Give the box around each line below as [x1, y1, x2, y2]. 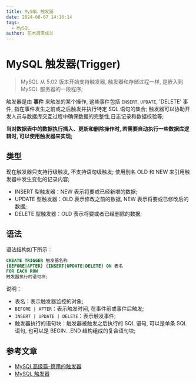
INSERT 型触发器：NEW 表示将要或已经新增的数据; [14, 188, 138, 195]
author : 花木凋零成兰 [6, 31, 54, 36]
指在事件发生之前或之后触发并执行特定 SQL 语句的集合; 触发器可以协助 [14, 105, 185, 112]
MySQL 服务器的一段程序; [20, 86, 84, 93]
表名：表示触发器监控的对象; [14, 298, 84, 305]
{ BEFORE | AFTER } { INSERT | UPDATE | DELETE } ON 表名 [6, 263, 124, 269]
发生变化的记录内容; [21, 175, 70, 182]
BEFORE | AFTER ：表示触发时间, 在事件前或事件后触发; [14, 305, 144, 312]
